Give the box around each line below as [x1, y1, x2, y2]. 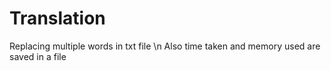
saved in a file [9, 50, 67, 62]
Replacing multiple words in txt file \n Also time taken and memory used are [9, 40, 321, 52]
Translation [9, 7, 106, 30]
